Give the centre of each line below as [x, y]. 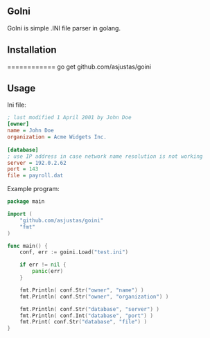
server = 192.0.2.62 [37, 163]
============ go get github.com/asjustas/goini [79, 66]
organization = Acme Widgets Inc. [57, 137]
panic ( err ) [48, 272]
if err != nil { [43, 265]
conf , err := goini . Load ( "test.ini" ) [74, 252]
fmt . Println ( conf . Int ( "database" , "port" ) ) [87, 315]
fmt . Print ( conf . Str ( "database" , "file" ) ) [84, 322]
